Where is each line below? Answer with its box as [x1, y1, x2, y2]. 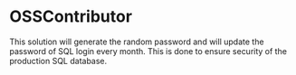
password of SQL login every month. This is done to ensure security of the [9, 45, 288, 56]
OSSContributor [9, 6, 133, 27]
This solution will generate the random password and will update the [9, 36, 264, 47]
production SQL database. [9, 55, 108, 66]
